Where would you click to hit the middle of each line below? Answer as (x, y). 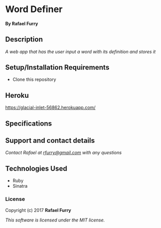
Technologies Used (36, 168)
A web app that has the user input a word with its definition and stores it (80, 51)
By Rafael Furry (22, 23)
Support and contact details (50, 140)
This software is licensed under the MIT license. (55, 220)
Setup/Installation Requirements (57, 67)
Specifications (29, 123)
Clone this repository (34, 80)
